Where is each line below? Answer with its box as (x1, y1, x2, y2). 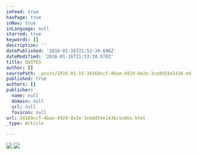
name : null (11, 93, 39, 99)
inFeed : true (6, 8, 39, 15)
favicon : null (11, 109, 47, 115)
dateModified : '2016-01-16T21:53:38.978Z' (6, 53, 114, 59)
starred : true (6, 31, 42, 37)
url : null (11, 103, 36, 110)
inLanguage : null (6, 25, 50, 32)
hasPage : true (6, 14, 42, 20)
